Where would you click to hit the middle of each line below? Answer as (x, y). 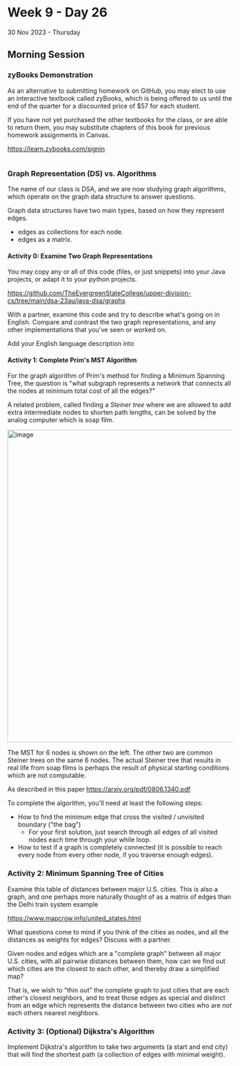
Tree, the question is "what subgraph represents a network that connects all (119, 384)
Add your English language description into (71, 344)
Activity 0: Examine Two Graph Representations (80, 256)
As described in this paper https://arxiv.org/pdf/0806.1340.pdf (99, 789)
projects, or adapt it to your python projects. (72, 279)
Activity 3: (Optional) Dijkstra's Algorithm (81, 1031)
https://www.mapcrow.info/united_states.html (74, 918)
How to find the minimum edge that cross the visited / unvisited (111, 817)
